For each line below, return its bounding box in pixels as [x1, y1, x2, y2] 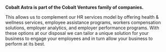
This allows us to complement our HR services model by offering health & [5, 14, 159, 20]
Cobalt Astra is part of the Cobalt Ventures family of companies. [5, 5, 144, 10]
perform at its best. [5, 41, 46, 47]
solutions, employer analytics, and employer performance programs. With [5, 25, 159, 31]
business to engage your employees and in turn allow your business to [5, 35, 153, 41]
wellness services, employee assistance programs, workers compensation [5, 20, 161, 25]
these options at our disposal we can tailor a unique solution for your [5, 30, 149, 36]
